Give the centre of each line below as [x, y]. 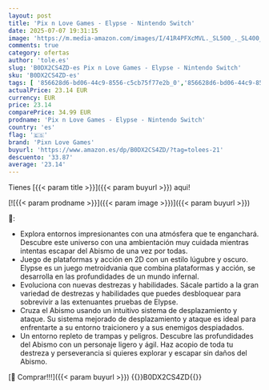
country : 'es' [32, 127]
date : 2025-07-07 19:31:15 [53, 30]
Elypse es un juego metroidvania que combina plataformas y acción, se [138, 268]
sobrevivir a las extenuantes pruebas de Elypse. [99, 302]
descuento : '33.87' [41, 157]
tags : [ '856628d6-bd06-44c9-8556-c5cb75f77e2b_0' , [96, 82]
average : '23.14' [37, 165]
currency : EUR [32, 98]
